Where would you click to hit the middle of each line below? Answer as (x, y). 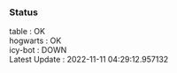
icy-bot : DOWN (38, 50)
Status (23, 12)
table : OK (27, 32)
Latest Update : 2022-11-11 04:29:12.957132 (89, 60)
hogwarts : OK (35, 40)
